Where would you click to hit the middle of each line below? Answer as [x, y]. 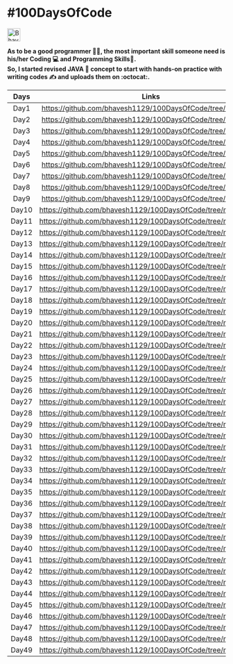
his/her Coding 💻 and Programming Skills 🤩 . [72, 59]
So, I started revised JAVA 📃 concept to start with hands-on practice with [115, 69]
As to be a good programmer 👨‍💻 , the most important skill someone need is [116, 51]
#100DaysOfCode [60, 13]
